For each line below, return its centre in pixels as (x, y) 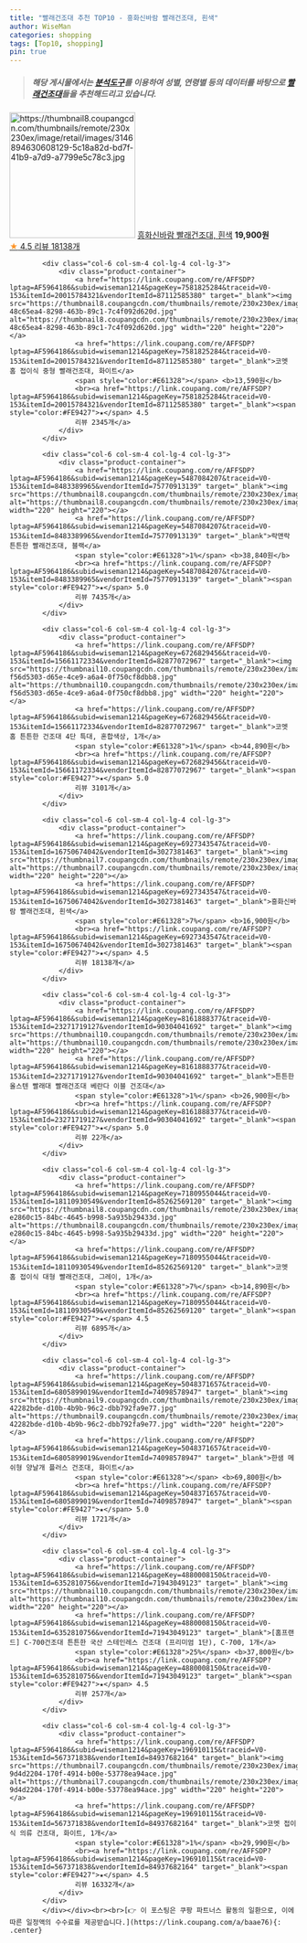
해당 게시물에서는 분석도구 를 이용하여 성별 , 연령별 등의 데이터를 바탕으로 (159, 82)
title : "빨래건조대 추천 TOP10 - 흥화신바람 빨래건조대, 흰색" (114, 18)
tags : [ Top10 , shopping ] (57, 43)
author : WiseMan (40, 27)
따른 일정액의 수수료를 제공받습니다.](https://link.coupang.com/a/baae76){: (145, 1923)
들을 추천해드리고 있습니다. (109, 93)
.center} (26, 1931)
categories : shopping (51, 35)
